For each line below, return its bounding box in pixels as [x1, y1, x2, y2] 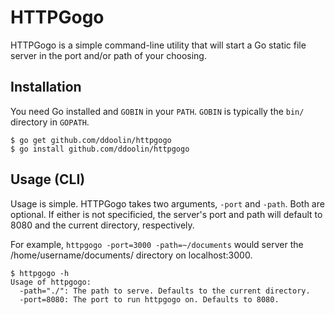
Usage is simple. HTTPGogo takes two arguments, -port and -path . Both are [10, 197, 325, 210]
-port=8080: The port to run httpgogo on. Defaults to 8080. [19, 294, 280, 305]
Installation [10, 79, 82, 96]
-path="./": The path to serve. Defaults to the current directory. [19, 286, 311, 296]
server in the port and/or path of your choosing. [10, 49, 207, 61]
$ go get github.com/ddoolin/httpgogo [10, 135, 172, 145]
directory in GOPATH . [10, 116, 90, 128]
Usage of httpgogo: [10, 277, 92, 287]
